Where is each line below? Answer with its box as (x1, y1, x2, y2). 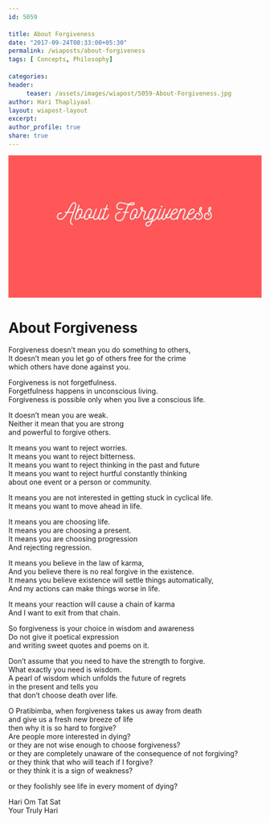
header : (8, 80, 35, 88)
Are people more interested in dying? (8, 732, 131, 742)
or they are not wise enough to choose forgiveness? (8, 740, 181, 750)
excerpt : (8, 115, 38, 123)
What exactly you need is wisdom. (8, 665, 122, 675)
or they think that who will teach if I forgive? (8, 757, 153, 767)
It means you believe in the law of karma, (8, 558, 145, 568)
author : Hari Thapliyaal (8, 97, 92, 106)
